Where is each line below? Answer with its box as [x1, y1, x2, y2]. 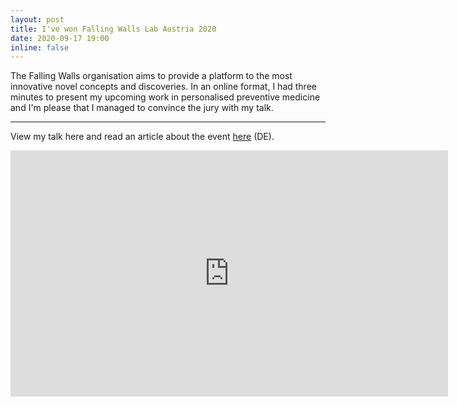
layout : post [10, 14, 65, 25]
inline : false [10, 42, 70, 53]
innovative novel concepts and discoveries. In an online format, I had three [10, 81, 317, 93]
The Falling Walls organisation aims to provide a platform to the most [10, 70, 293, 82]
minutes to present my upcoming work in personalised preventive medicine [10, 91, 321, 103]
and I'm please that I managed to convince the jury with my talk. [10, 102, 274, 114]
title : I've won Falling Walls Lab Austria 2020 [10, 24, 217, 34]
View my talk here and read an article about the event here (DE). [10, 131, 275, 143]
